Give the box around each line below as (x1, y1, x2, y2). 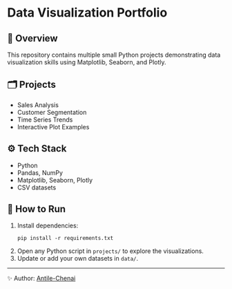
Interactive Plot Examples (17, 122, 90, 131)
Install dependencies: (17, 221, 79, 230)
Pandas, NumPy (17, 168, 64, 177)
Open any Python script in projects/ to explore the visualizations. (17, 247, 204, 255)
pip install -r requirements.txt (17, 235, 114, 242)
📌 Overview (7, 32, 58, 44)
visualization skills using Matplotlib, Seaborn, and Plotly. (7, 58, 167, 66)
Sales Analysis (17, 100, 59, 109)
